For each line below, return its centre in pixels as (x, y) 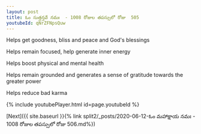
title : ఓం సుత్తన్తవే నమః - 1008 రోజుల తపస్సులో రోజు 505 (73, 17)
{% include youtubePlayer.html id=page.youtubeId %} (73, 105)
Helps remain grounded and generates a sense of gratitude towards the (95, 75)
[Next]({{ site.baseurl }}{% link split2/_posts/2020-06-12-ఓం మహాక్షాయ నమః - (101, 116)
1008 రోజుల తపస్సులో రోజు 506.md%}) (51, 124)
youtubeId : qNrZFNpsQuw (36, 23)
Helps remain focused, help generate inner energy (68, 52)
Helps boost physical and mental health (55, 63)
